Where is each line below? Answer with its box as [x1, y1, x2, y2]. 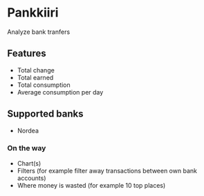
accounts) [17, 174, 46, 182]
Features [7, 48, 46, 59]
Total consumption [17, 81, 71, 89]
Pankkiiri [7, 5, 59, 21]
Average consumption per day [17, 88, 104, 96]
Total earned [17, 73, 54, 81]
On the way [7, 144, 46, 153]
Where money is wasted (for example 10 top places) [17, 181, 166, 189]
